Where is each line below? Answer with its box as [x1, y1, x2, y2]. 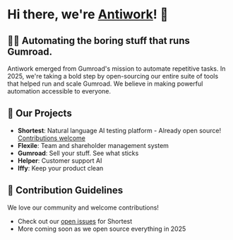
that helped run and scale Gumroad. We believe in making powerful [7, 79, 203, 88]
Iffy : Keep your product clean [17, 164, 104, 172]
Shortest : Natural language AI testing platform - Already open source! [17, 126, 221, 135]
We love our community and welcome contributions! [7, 203, 159, 212]
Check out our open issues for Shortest [17, 217, 133, 225]
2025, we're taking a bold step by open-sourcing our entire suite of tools [7, 72, 219, 80]
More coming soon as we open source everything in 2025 [17, 224, 186, 233]
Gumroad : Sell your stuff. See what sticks [17, 149, 139, 157]
